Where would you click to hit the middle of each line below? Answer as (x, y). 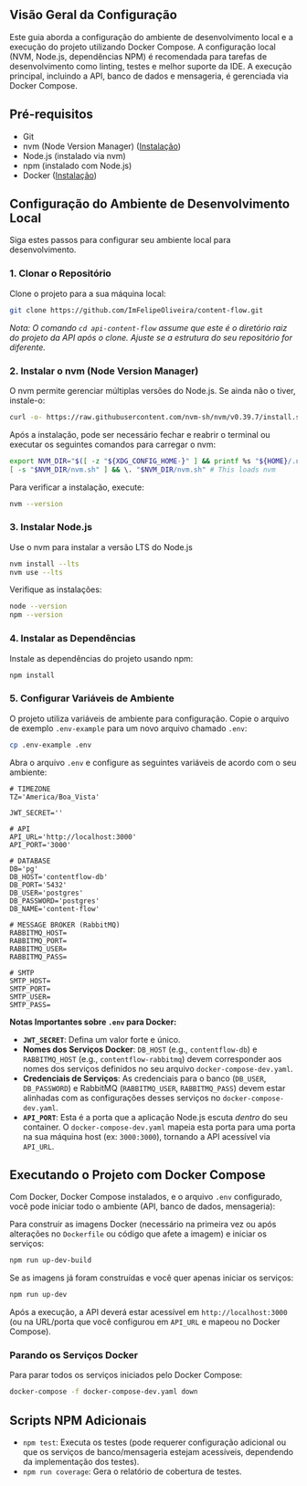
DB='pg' (24, 869)
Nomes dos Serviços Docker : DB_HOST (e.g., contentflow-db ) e (140, 1049)
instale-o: (27, 400)
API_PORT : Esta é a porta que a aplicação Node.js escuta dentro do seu (155, 1117)
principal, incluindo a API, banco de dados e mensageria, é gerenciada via (149, 76)
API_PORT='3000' (40, 844)
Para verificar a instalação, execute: (77, 487)
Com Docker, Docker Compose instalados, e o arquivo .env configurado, (146, 1197)
